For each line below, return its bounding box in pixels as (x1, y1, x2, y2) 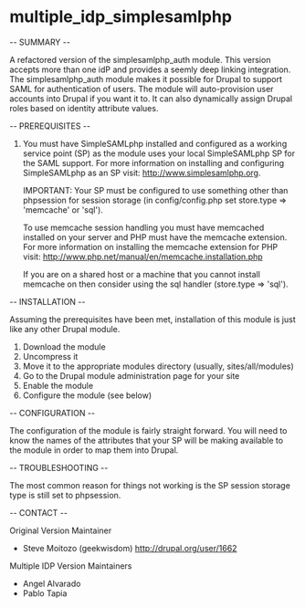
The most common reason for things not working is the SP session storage (9, 479, 290, 490)
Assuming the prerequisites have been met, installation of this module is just (9, 313, 296, 325)
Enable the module (22, 380, 94, 391)
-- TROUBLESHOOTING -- (9, 462, 109, 473)
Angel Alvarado (22, 578, 81, 589)
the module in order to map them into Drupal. (9, 445, 179, 456)
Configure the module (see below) (22, 390, 152, 401)
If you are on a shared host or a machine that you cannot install (22, 268, 260, 279)
